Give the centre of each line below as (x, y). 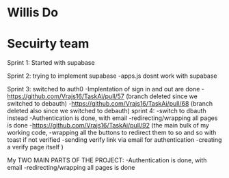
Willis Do (33, 13)
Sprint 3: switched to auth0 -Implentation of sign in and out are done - (106, 89)
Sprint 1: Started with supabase (51, 63)
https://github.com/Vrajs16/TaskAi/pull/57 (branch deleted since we (103, 96)
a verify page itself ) (35, 147)
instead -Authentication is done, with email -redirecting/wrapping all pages (112, 118)
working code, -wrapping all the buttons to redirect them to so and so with (112, 133)
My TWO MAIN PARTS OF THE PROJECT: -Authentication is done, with (107, 160)
